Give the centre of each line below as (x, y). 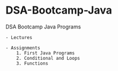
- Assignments (23, 48)
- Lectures (19, 37)
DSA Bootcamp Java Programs (43, 27)
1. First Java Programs (46, 53)
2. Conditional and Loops (48, 58)
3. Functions (32, 63)
